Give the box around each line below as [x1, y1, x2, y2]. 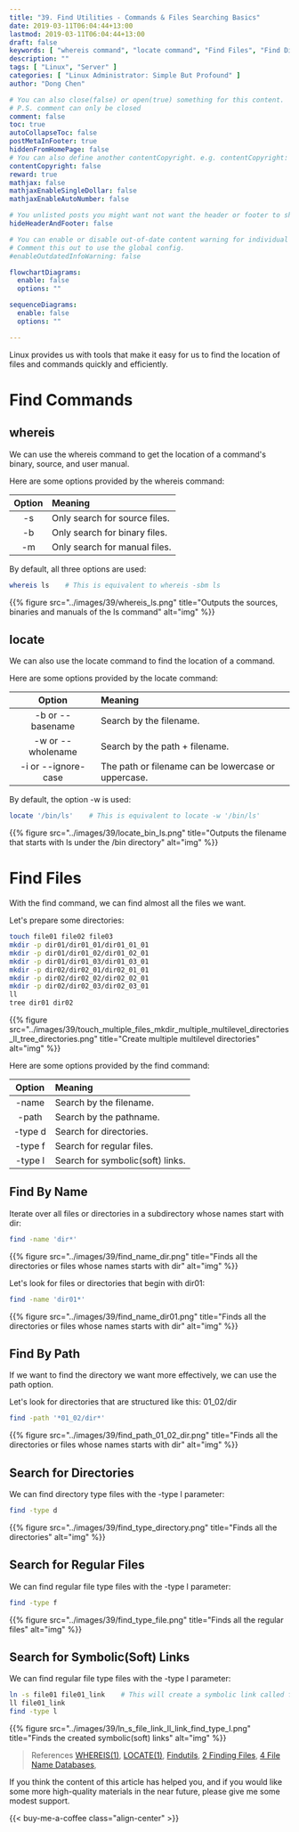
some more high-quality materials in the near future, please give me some [9, 1787, 280, 1797]
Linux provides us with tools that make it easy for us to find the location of [9, 349, 280, 360]
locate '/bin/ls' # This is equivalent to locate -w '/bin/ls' [9, 811, 261, 820]
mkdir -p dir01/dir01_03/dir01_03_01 [9, 957, 149, 966]
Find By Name [9, 1185, 88, 1200]
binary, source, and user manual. [9, 458, 130, 468]
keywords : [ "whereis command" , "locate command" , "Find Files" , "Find [9, 46, 280, 55]
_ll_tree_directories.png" [9, 1034, 98, 1044]
